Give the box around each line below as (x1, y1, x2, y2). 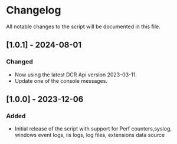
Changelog (6, 4, 61, 17)
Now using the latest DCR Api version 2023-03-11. (14, 71, 137, 78)
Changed (6, 58, 34, 66)
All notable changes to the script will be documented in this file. (6, 23, 160, 30)
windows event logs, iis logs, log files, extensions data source (14, 132, 165, 139)
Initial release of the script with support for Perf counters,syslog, (14, 125, 172, 132)
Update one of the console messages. (14, 77, 108, 84)
